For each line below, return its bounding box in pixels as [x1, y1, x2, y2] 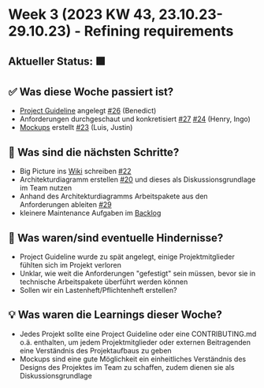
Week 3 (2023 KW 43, [8, 6, 156, 24]
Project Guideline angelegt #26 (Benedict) [19, 106, 157, 116]
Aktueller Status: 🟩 [8, 54, 106, 68]
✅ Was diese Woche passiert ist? [8, 85, 174, 98]
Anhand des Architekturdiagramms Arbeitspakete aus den [19, 191, 208, 201]
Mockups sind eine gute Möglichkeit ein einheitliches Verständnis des [19, 354, 247, 364]
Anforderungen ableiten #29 [19, 200, 112, 209]
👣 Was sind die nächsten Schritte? [8, 146, 180, 159]
